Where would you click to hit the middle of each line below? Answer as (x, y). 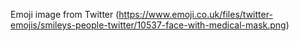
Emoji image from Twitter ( (65, 14)
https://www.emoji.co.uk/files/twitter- (195, 14)
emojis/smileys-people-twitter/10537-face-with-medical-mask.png (148, 25)
